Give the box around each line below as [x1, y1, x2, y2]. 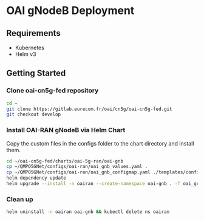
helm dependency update [6, 175, 67, 181]
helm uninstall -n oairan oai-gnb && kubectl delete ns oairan [6, 209, 170, 215]
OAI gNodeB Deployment [6, 4, 135, 18]
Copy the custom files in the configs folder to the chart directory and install [6, 139, 194, 147]
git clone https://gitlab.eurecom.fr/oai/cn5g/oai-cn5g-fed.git [6, 106, 172, 112]
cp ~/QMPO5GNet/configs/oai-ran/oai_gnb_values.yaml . [6, 164, 148, 170]
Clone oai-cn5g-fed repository [6, 86, 99, 95]
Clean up [6, 195, 33, 203]
